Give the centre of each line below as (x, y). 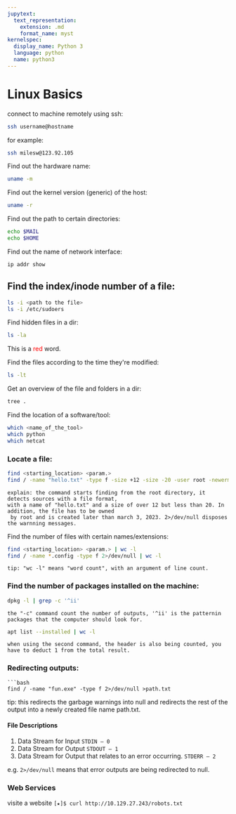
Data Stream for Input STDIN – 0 (64, 741)
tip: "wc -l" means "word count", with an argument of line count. (108, 569)
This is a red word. (34, 349)
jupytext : (22, 14)
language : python (39, 53)
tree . (17, 402)
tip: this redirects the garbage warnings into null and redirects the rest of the (118, 702)
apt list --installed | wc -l (52, 632)
